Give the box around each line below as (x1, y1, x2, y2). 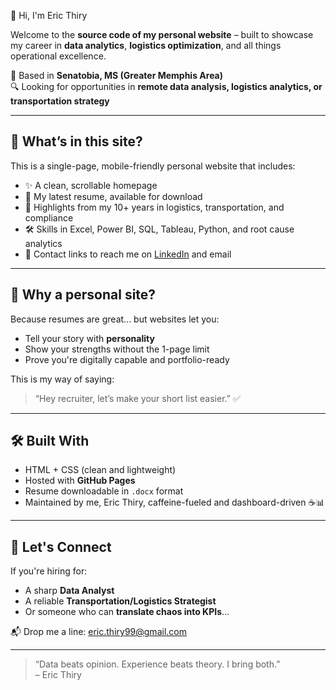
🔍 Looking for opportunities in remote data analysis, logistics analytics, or (10, 81, 323, 92)
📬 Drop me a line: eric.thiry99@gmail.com (10, 626, 187, 638)
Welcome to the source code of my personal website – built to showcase (10, 29, 314, 40)
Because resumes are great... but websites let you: (10, 313, 220, 325)
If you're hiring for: (10, 565, 88, 577)
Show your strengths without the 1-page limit (24, 343, 210, 355)
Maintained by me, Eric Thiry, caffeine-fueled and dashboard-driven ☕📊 (24, 496, 325, 509)
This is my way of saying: (10, 373, 115, 385)
